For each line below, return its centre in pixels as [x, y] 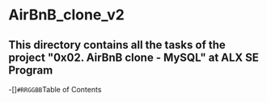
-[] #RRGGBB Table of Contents [55, 89]
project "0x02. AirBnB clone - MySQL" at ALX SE [133, 57]
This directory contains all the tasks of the [117, 45]
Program [31, 70]
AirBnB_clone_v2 [67, 15]
